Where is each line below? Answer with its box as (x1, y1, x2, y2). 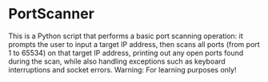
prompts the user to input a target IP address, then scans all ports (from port (8, 39, 260, 49)
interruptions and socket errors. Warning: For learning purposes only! (8, 64, 237, 74)
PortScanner (8, 5, 94, 23)
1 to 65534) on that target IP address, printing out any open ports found (8, 48, 244, 57)
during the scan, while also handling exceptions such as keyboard (8, 57, 226, 66)
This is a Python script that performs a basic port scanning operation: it (8, 31, 244, 41)
